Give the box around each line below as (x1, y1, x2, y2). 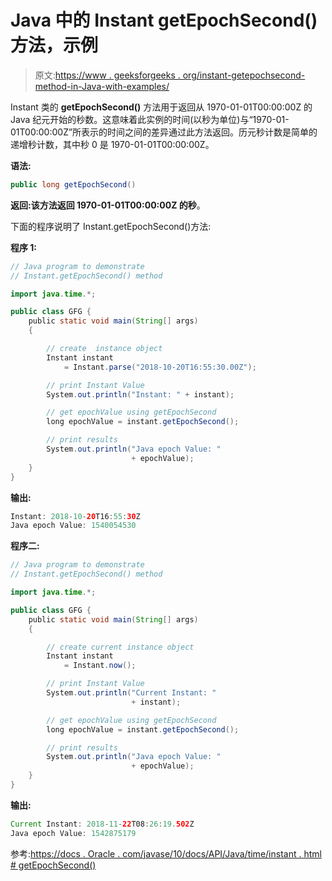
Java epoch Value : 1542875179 (10, 828, 137, 838)
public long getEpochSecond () (10, 179, 137, 190)
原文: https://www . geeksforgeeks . (34, 69, 181, 81)
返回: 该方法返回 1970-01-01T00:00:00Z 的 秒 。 (10, 199, 206, 211)
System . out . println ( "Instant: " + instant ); (46, 389, 235, 400)
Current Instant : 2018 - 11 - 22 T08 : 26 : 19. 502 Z (10, 819, 195, 829)
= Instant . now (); (63, 661, 137, 671)
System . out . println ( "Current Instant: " (46, 688, 217, 698)
